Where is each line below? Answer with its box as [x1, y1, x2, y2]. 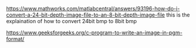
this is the [166, 11, 191, 18]
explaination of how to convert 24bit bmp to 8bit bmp [6, 18, 137, 24]
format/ [6, 36, 25, 42]
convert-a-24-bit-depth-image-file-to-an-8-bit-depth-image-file [6, 11, 165, 18]
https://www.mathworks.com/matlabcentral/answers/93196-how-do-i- [6, 5, 180, 12]
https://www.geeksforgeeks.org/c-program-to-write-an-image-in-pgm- [6, 29, 183, 36]
